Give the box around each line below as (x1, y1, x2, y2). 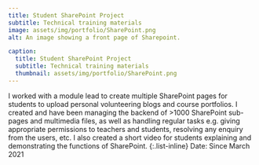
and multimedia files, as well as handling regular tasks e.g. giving (30, 115, 241, 126)
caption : (8, 48, 37, 56)
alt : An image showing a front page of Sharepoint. (8, 33, 181, 42)
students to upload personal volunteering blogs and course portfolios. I (8, 99, 238, 108)
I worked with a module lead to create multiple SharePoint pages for (8, 91, 228, 101)
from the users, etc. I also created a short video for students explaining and (8, 133, 252, 142)
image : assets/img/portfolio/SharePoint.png (8, 26, 156, 34)
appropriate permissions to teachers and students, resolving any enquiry (8, 124, 243, 134)
